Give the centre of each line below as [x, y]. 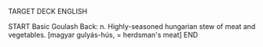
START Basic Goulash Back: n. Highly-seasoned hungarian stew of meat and [132, 26]
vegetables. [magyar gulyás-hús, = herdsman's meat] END [103, 35]
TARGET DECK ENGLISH [48, 11]
